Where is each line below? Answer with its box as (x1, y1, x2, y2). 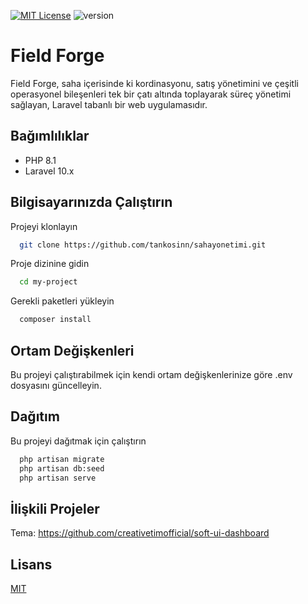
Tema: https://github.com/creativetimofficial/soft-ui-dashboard (10, 527, 270, 539)
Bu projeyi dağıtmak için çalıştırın (10, 435, 147, 447)
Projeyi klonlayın (10, 220, 78, 232)
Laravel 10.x (24, 165, 75, 177)
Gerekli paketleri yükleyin (10, 295, 115, 307)
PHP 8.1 (24, 154, 57, 166)
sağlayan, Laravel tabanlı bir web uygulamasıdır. (10, 98, 208, 110)
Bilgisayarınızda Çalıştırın (10, 194, 173, 211)
